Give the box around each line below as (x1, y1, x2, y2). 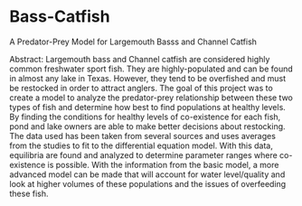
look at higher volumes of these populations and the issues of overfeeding (9, 178, 287, 189)
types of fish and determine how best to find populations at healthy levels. (9, 101, 287, 112)
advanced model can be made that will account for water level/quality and (9, 169, 286, 180)
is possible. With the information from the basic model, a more (47, 159, 279, 170)
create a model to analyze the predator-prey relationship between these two (9, 92, 294, 103)
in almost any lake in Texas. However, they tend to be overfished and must (9, 72, 287, 83)
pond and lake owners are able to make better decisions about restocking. (9, 120, 287, 132)
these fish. (9, 188, 49, 199)
